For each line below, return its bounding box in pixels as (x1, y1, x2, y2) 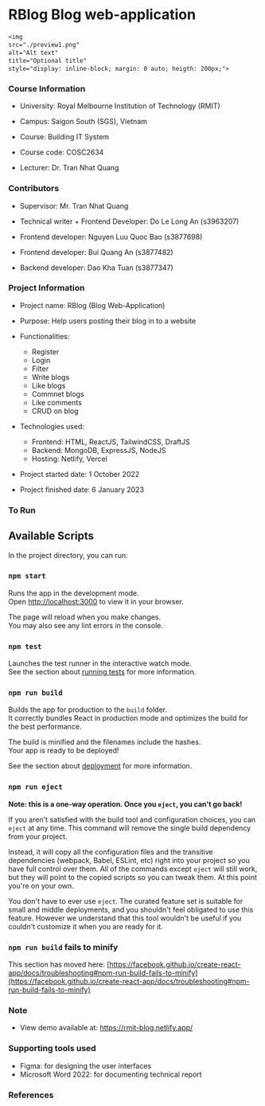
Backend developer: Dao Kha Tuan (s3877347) (19, 263, 173, 272)
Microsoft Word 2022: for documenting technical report (19, 1069, 202, 1079)
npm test (8, 642, 42, 651)
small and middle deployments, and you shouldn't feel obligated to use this (8, 905, 254, 914)
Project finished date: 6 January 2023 (19, 484, 145, 494)
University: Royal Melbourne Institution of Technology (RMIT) (19, 101, 220, 111)
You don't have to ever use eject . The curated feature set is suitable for (8, 896, 244, 905)
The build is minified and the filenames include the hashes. (8, 737, 201, 747)
